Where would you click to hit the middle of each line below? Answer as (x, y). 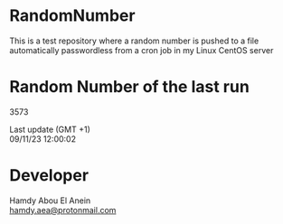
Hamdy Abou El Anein (50, 201)
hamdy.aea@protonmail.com (63, 210)
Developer (49, 176)
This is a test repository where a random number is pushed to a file (134, 41)
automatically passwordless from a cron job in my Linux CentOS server (141, 50)
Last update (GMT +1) (50, 129)
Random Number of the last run (130, 87)
